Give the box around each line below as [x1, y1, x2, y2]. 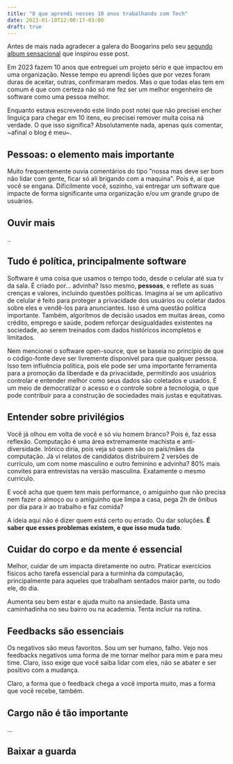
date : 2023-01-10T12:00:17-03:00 [7, 17, 104, 24]
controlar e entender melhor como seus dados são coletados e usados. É [7, 376, 217, 384]
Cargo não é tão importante [7, 707, 129, 719]
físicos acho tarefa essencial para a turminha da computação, [7, 569, 184, 578]
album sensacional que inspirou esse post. [7, 49, 130, 58]
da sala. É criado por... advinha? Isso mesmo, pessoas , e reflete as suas [7, 281, 214, 290]
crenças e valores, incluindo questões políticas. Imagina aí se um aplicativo [7, 288, 223, 297]
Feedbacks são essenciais [7, 625, 124, 637]
